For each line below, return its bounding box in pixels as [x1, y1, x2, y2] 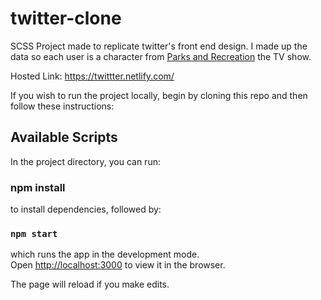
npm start [10, 228, 58, 239]
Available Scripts [10, 129, 118, 146]
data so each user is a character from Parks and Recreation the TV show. [10, 50, 312, 62]
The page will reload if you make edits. [10, 278, 170, 291]
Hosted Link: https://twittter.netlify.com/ [10, 70, 175, 82]
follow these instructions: [10, 100, 115, 112]
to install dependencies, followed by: [10, 203, 162, 216]
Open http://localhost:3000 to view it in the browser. [10, 259, 226, 271]
